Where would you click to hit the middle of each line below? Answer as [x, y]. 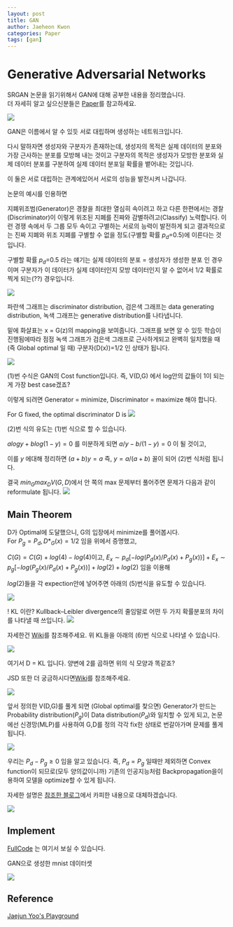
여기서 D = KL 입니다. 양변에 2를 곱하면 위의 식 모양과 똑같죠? [91, 663]
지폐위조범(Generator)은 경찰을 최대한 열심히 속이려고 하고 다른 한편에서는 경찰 [115, 209]
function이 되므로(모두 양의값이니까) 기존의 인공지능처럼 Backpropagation [110, 771]
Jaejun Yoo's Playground [43, 916]
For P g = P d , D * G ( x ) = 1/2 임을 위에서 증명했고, [72, 542]
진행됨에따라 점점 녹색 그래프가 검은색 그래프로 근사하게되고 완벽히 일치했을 [110, 339]
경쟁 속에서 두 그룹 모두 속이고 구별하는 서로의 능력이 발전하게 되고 [105, 226]
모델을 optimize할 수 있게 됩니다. [71, 780]
